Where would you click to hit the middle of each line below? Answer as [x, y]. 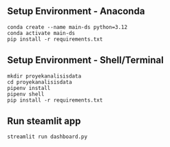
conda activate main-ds [41, 33]
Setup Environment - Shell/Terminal [85, 60]
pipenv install [29, 88]
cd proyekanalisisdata [40, 82]
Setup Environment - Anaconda [76, 11]
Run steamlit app [44, 121]
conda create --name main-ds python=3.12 [67, 27]
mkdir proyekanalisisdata [44, 76]
